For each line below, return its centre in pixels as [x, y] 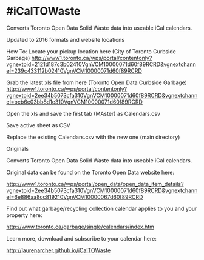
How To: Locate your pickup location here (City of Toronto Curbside [91, 51]
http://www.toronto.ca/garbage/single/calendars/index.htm [80, 227]
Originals [18, 148]
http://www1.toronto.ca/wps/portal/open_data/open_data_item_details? [95, 184]
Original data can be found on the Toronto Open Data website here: [90, 172]
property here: [24, 215]
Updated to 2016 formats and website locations [66, 39]
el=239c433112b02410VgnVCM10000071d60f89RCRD [74, 70]
